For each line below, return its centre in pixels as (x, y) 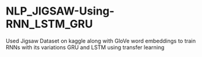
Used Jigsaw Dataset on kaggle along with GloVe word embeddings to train (101, 41)
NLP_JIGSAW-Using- (60, 11)
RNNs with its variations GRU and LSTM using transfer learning (85, 47)
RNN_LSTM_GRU (49, 24)
